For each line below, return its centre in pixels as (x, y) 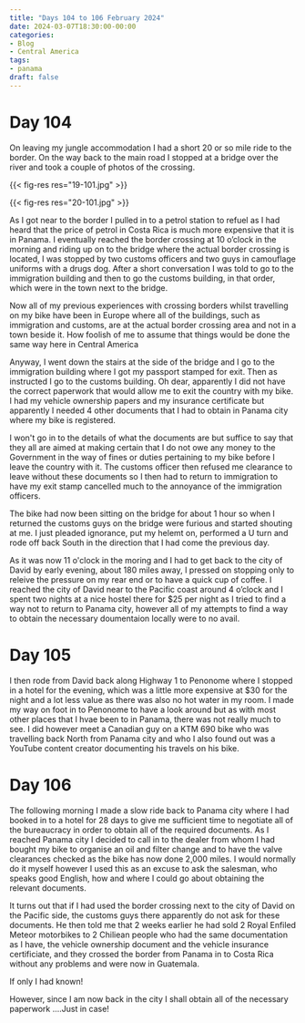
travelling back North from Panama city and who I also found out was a (142, 739)
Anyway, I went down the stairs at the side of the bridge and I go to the (142, 362)
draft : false (34, 77)
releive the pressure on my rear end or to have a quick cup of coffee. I (141, 579)
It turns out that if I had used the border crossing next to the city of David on (152, 905)
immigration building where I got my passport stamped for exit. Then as (143, 371)
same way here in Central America (74, 344)
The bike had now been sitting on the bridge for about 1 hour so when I (142, 513)
